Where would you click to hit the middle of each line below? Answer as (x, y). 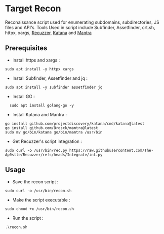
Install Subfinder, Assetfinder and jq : (50, 78)
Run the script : (28, 218)
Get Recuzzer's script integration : (47, 141)
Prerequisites (26, 48)
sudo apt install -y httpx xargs (40, 69)
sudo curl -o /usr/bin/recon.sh (38, 191)
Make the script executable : (41, 200)
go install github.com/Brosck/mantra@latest (52, 128)
